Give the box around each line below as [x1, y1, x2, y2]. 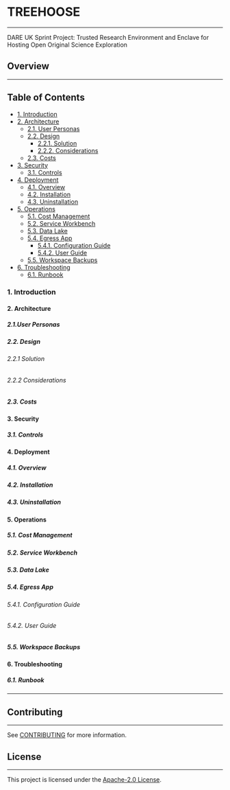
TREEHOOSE [7, 4, 81, 20]
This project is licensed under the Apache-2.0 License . [7, 775, 162, 783]
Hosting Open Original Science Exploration [7, 40, 128, 49]
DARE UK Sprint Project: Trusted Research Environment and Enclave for [7, 33, 209, 41]
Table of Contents [7, 92, 86, 104]
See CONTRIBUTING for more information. [7, 731, 127, 739]
